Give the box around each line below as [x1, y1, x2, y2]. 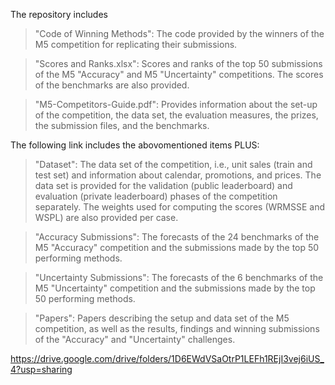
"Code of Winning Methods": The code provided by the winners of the [34, 28, 325, 39]
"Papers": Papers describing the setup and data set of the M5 [34, 312, 290, 324]
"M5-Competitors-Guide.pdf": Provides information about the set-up [34, 99, 318, 110]
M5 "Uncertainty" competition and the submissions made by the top [34, 282, 316, 294]
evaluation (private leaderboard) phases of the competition [34, 190, 278, 202]
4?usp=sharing [10, 364, 73, 375]
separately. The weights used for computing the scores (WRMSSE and [34, 201, 325, 213]
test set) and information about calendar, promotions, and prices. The [34, 169, 322, 181]
